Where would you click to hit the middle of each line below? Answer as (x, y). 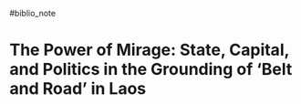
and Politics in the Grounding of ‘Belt (151, 70)
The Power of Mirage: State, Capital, (150, 50)
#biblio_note (33, 13)
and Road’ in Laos (78, 89)
